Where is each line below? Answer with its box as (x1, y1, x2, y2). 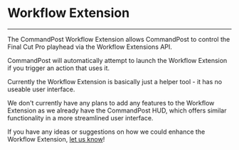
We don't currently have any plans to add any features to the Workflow (7, 98, 215, 107)
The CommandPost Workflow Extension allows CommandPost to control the (7, 35, 230, 43)
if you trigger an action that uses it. (7, 64, 110, 72)
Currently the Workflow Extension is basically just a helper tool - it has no (7, 77, 223, 86)
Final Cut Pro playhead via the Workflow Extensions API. (7, 42, 173, 51)
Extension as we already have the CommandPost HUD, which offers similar (7, 106, 227, 115)
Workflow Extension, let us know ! (7, 134, 105, 143)
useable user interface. (7, 85, 75, 93)
